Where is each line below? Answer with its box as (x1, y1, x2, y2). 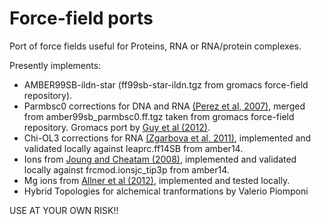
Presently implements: (9, 59, 102, 71)
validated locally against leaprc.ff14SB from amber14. (23, 142, 244, 154)
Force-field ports (9, 7, 154, 30)
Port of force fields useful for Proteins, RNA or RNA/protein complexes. (9, 40, 302, 52)
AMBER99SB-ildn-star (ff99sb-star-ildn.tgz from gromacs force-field (23, 78, 309, 91)
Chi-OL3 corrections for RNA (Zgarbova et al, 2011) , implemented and (23, 132, 312, 144)
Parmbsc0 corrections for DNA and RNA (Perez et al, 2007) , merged (23, 100, 306, 112)
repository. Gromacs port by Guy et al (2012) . (23, 121, 211, 133)
